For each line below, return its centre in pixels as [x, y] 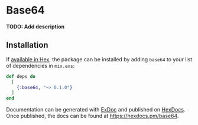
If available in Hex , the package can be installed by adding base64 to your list [99, 59]
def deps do [21, 76]
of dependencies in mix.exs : [40, 65]
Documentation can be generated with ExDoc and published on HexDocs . [96, 110]
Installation [27, 45]
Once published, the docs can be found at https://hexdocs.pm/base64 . [92, 116]
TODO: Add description [35, 27]
